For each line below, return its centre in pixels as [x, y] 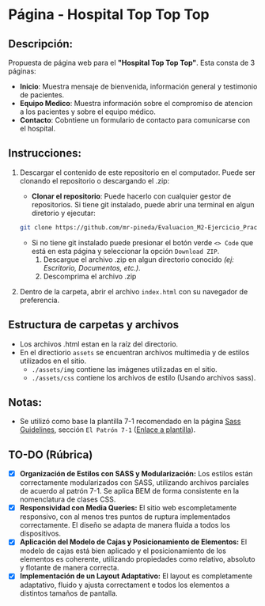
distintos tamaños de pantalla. [68, 593]
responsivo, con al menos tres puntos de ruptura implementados [125, 517]
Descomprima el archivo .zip [90, 276]
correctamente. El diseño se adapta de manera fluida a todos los [125, 525]
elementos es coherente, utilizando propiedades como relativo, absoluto [137, 559]
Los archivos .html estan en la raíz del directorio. [99, 344]
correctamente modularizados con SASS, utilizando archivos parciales [134, 483]
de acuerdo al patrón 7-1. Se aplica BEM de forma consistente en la [129, 491]
